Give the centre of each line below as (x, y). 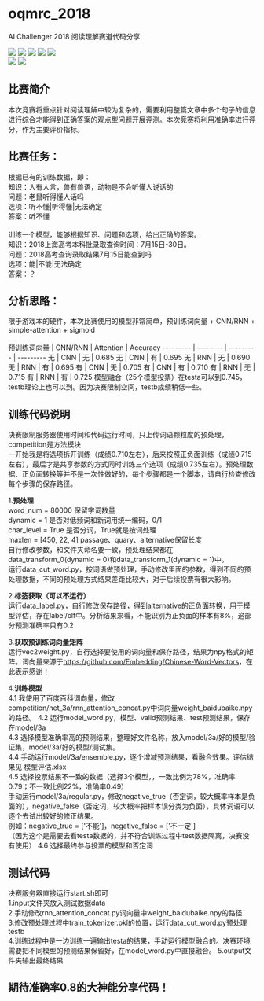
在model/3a (27, 727)
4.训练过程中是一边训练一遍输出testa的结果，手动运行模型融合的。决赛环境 (130, 941)
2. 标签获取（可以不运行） (49, 596)
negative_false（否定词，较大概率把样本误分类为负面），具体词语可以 (143, 806)
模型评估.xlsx (45, 767)
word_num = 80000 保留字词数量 (62, 510)
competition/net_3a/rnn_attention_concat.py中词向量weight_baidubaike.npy (130, 708)
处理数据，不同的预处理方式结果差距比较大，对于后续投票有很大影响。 (122, 580)
